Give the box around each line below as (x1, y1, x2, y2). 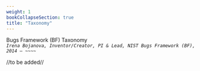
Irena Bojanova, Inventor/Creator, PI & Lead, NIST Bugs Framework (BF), (6, 43, 196, 49)
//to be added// (6, 58, 44, 66)
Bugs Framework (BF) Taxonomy (6, 37, 87, 44)
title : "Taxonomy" (6, 20, 52, 26)
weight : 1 (6, 8, 31, 15)
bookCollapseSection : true (6, 14, 74, 20)
